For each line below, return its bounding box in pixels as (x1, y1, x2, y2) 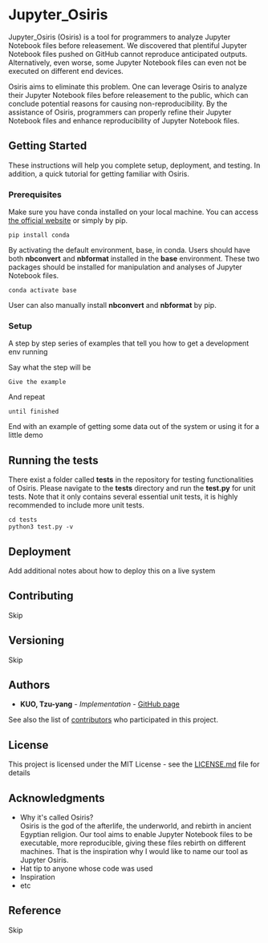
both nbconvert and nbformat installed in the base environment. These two (8, 254, 260, 264)
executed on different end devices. (8, 66, 124, 75)
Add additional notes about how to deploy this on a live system (8, 565, 216, 575)
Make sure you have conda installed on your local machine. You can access (8, 207, 259, 217)
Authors (8, 678, 51, 691)
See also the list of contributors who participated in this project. (8, 715, 219, 725)
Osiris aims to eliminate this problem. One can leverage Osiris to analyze (8, 82, 247, 91)
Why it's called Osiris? (19, 812, 94, 823)
